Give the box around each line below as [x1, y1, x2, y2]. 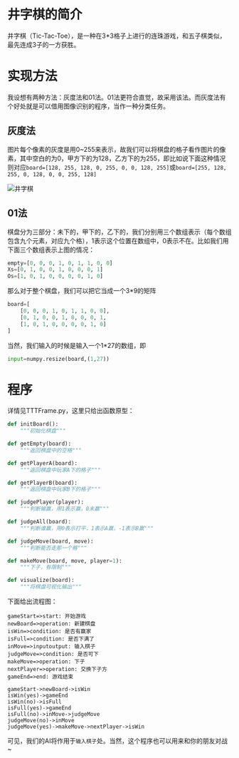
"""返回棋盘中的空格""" [20, 446, 82, 454]
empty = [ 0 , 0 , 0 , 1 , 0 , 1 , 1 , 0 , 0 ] [7, 260, 113, 267]
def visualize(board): [7, 577, 75, 584]
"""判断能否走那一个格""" [20, 544, 87, 551]
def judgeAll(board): [7, 518, 72, 526]
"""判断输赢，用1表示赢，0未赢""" [20, 506, 110, 513]
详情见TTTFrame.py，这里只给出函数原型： [7, 406, 134, 415]
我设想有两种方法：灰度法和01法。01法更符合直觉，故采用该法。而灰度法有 [7, 93, 226, 101]
